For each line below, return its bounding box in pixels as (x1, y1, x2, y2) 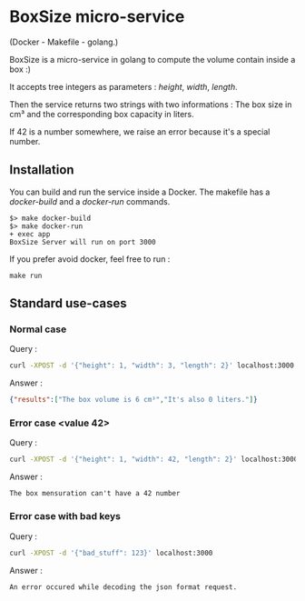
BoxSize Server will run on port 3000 (9, 237, 156, 246)
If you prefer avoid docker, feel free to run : (9, 253, 171, 265)
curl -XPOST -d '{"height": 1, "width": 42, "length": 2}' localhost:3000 (9, 455, 299, 465)
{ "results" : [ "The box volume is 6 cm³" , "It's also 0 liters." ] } (9, 396, 258, 405)
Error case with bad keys (9, 510, 121, 523)
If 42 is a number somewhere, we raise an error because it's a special (9, 125, 271, 137)
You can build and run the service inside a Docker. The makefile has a (9, 186, 271, 197)
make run (9, 271, 43, 280)
